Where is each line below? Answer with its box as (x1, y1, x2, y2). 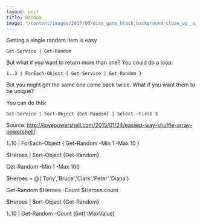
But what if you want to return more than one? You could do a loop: (6, 59, 173, 66)
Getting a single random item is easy (6, 37, 97, 44)
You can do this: (6, 99, 47, 106)
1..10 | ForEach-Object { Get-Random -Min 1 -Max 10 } (6, 140, 140, 147)
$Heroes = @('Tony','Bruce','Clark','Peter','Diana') (6, 175, 129, 182)
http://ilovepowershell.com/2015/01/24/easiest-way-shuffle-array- (27, 121, 192, 129)
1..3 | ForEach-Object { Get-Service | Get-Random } (6, 71, 142, 77)
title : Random (6, 15, 42, 21)
